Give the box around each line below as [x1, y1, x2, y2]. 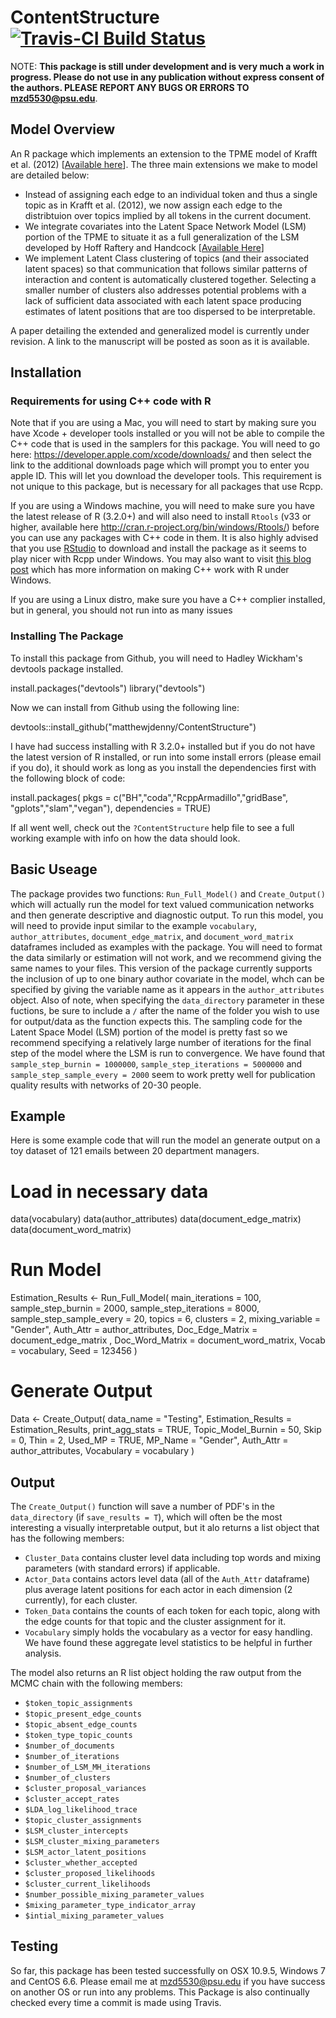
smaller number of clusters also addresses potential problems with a [24, 284, 307, 296]
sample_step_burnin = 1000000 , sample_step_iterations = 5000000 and [10, 1057, 303, 1070]
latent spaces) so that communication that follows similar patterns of [24, 262, 308, 275]
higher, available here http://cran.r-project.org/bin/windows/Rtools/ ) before [10, 521, 320, 533]
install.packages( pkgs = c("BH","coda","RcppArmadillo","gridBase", [10, 791, 289, 803]
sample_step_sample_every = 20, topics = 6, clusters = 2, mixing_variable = [10, 1313, 322, 1325]
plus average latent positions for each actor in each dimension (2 [24, 1583, 293, 1595]
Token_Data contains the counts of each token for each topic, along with [24, 1604, 321, 1616]
